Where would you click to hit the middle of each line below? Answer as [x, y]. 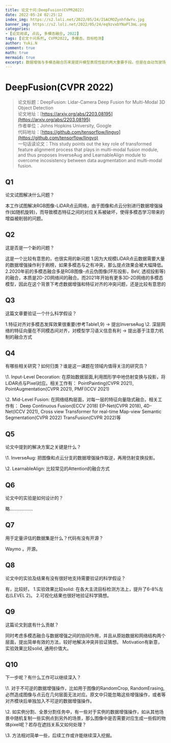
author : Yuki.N [21, 43]
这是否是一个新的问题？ [30, 247]
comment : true [20, 48]
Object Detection [35, 108]
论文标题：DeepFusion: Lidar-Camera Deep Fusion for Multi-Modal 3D [91, 102]
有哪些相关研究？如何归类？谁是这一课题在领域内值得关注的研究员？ [77, 366]
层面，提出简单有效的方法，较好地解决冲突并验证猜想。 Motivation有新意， [84, 642]
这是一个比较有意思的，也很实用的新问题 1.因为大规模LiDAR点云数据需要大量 [85, 259]
